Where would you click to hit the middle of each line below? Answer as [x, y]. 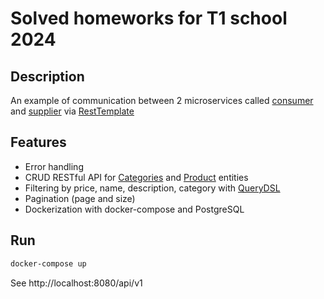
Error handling [54, 166]
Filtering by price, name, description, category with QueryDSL [152, 188]
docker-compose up [48, 263]
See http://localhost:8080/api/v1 [76, 283]
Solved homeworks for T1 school [149, 18]
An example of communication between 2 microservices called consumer [162, 100]
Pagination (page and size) [80, 198]
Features [38, 142]
